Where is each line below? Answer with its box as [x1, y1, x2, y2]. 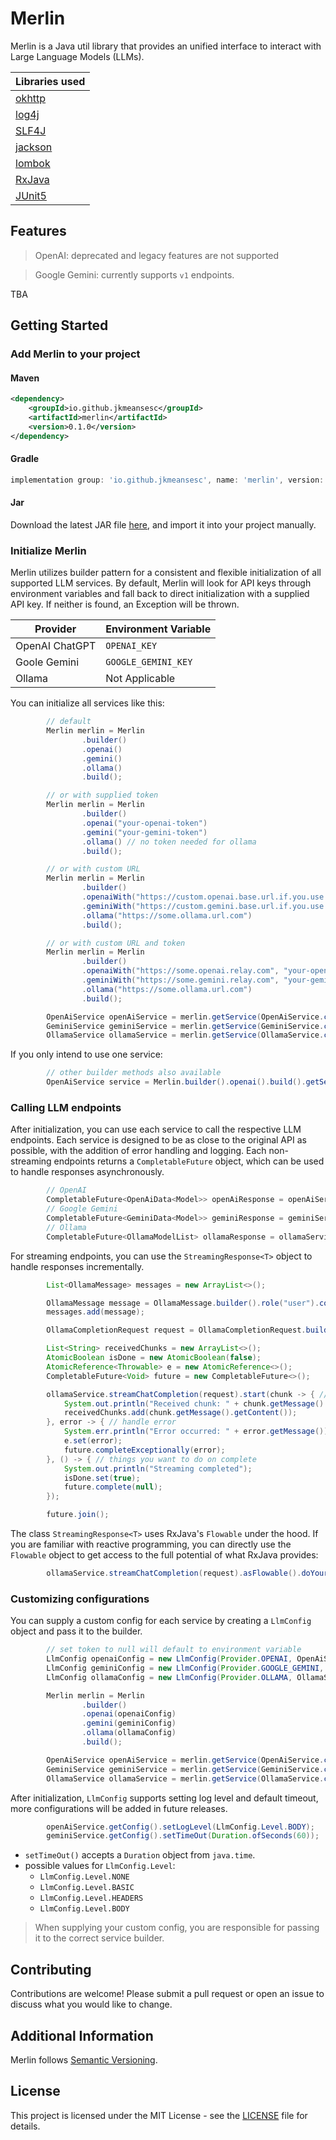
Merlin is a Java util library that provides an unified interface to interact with [10, 40, 322, 52]
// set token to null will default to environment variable [46, 1645, 302, 1655]
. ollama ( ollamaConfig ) [81, 1728, 177, 1738]
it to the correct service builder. [34, 1932, 165, 1944]
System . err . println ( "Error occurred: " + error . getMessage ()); [63, 1427, 333, 1437]
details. [10, 2120, 41, 2132]
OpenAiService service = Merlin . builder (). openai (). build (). [46, 1077, 307, 1087]
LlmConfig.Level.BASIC [39, 1883, 135, 1893]
